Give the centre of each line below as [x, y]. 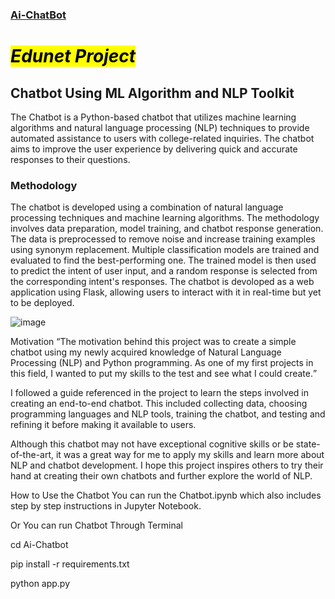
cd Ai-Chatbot [39, 545]
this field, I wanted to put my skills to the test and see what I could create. [161, 374]
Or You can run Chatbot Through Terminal [96, 525]
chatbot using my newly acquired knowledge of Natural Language [146, 352]
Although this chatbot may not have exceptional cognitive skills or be [152, 444]
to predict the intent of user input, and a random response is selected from [164, 271]
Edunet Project [73, 56]
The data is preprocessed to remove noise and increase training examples [163, 239]
